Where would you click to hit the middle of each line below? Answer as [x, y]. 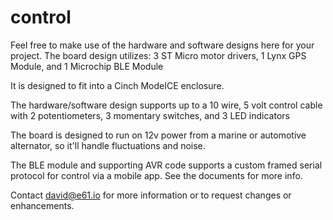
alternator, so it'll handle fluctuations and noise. [108, 145]
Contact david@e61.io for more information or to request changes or [151, 195]
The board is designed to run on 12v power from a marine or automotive [158, 135]
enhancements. [42, 205]
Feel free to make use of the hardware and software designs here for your [162, 45]
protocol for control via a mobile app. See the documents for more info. [156, 175]
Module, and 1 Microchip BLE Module [87, 66]
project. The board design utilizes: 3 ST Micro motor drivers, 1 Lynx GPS [158, 55]
